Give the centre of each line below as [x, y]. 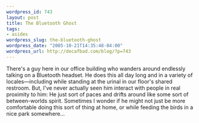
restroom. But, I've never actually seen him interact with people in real [93, 88]
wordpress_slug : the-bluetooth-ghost [54, 40]
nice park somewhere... [36, 113]
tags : [13, 29]
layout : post [23, 18]
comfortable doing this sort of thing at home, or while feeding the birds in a [100, 107]
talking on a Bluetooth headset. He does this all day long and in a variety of [99, 75]
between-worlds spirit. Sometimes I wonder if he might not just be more [96, 101]
